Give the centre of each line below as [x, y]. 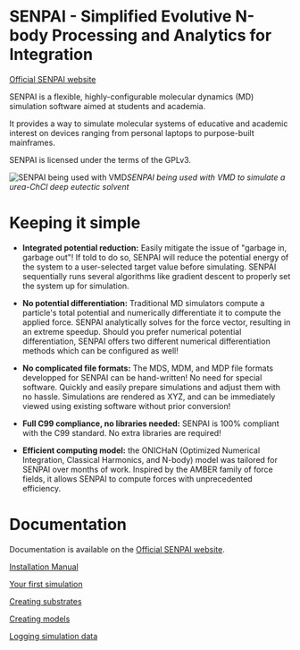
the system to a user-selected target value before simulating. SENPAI [149, 267]
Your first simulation [46, 584]
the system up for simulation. [75, 286]
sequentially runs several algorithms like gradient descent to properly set [156, 276]
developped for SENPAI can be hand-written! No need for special [142, 377]
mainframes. [32, 142]
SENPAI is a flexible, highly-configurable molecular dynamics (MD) [132, 97]
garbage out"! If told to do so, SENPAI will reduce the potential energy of [155, 257]
